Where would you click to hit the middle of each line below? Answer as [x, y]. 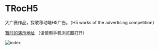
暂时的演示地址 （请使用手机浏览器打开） [46, 33]
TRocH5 [22, 8]
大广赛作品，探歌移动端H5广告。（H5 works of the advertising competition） [81, 22]
